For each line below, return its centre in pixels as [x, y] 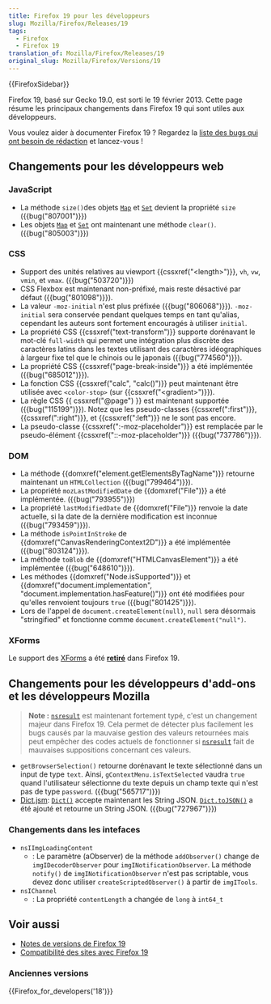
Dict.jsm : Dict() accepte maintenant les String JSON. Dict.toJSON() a [136, 800]
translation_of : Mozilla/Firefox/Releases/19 [86, 53]
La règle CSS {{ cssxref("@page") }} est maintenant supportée [125, 400]
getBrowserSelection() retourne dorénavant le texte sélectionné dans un [141, 766]
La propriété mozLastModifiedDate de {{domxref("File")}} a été [123, 491]
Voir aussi [34, 924]
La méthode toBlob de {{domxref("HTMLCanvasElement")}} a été [129, 560]
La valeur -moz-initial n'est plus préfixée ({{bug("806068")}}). [126, 306]
